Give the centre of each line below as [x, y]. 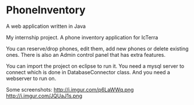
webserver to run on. [31, 78]
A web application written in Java [46, 26]
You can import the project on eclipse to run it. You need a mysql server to [95, 66]
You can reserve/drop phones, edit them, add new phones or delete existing [97, 48]
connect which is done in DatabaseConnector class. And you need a [88, 72]
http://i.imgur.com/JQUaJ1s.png [44, 96]
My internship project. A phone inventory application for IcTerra [82, 37]
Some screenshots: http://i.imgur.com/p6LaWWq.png [70, 89]
